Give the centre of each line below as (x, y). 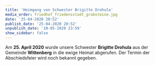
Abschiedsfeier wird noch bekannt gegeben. (51, 58)
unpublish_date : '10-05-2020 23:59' (43, 28)
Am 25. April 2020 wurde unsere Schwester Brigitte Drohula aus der (77, 47)
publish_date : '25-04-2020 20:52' (41, 24)
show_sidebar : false (27, 33)
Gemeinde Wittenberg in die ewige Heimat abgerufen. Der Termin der (77, 52)
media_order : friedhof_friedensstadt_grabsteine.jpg (61, 14)
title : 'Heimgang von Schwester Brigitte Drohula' (59, 10)
